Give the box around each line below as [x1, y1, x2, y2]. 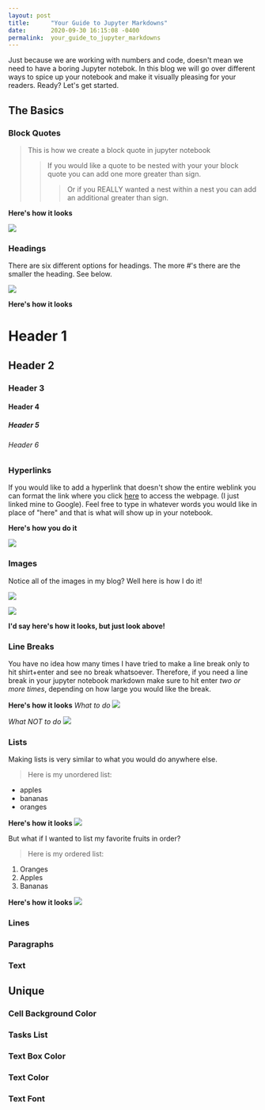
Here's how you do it [8, 524, 78, 533]
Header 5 [8, 420, 40, 429]
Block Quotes [8, 128, 61, 139]
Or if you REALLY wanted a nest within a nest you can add [66, 184, 257, 194]
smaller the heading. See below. [8, 269, 112, 279]
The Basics [8, 104, 65, 117]
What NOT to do [8, 716, 62, 726]
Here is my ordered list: [27, 849, 104, 859]
